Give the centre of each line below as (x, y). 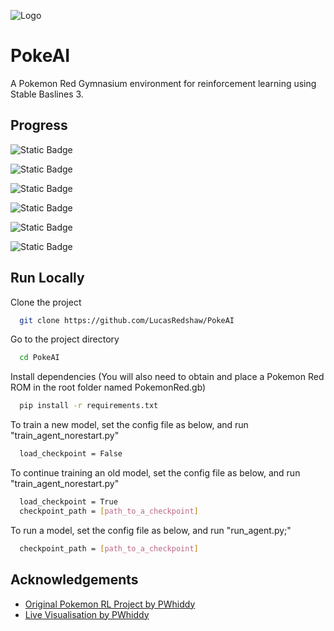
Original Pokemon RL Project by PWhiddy (110, 604)
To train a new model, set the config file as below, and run (129, 425)
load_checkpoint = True (68, 502)
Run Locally (47, 278)
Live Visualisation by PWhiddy (87, 614)
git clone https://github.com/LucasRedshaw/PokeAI (127, 320)
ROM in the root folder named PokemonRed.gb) (108, 387)
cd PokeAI (39, 358)
